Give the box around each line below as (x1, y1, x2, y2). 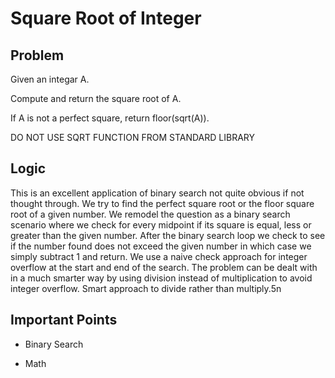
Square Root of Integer (10, 7, 202, 30)
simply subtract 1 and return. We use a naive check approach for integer (10, 250, 308, 262)
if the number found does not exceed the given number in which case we (10, 240, 312, 252)
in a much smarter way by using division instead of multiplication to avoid (10, 272, 313, 284)
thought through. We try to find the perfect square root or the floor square (10, 197, 315, 209)
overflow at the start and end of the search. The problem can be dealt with (10, 261, 318, 273)
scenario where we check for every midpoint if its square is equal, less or (10, 218, 312, 231)
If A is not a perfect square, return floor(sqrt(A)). (10, 112, 210, 124)
